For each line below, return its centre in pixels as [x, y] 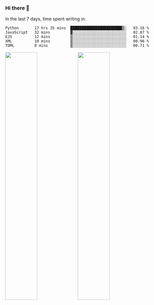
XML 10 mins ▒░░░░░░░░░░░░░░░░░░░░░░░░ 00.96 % [77, 41]
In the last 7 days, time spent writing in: [46, 19]
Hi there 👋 [18, 8]
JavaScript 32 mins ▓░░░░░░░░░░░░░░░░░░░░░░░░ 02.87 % [77, 33]
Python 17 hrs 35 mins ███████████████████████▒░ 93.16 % [77, 28]
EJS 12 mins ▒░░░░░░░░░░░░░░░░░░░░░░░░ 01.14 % [77, 37]
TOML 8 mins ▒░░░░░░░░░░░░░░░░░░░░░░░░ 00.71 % [77, 46]
